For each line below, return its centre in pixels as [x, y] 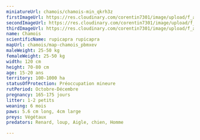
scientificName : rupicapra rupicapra [53, 39]
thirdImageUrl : [25, 28]
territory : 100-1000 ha [36, 78]
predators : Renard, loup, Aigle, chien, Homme [65, 123]
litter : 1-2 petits [30, 100]
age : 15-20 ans [25, 73]
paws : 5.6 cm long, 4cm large [44, 111]
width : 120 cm [24, 61]
